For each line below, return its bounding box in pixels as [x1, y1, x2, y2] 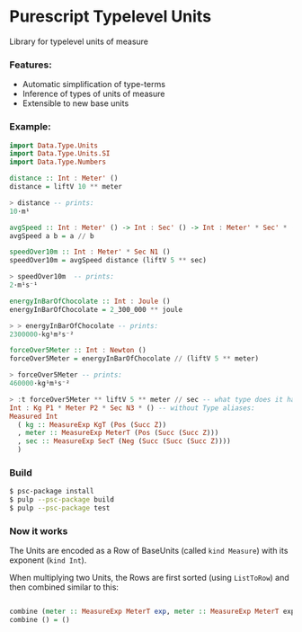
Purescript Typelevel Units [9, 6, 212, 27]
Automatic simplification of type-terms [22, 79, 166, 90]
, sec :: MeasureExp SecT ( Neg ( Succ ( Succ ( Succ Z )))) [17, 437, 231, 446]
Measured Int [9, 412, 58, 421]
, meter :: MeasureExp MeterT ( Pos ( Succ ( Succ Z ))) [17, 429, 219, 438]
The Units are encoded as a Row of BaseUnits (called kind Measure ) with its [9, 546, 289, 556]
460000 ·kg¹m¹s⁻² [9, 379, 70, 388]
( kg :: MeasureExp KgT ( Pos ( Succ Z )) [17, 420, 167, 429]
